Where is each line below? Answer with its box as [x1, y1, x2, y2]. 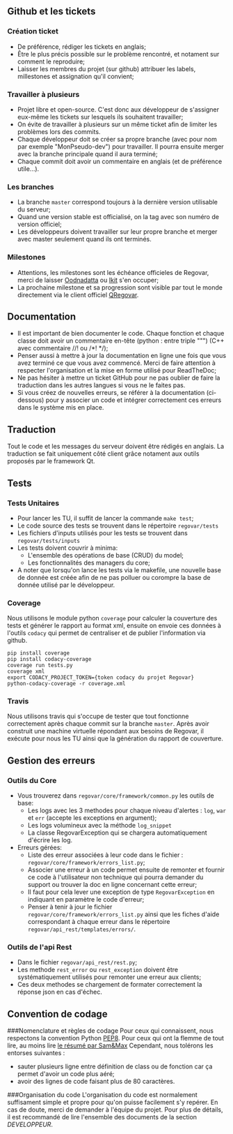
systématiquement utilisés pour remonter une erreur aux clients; [17, 973, 202, 981]
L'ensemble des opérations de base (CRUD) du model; [27, 551, 184, 559]
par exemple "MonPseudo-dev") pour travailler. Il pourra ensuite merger [17, 142, 224, 151]
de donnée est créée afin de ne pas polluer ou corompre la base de [17, 573, 211, 581]
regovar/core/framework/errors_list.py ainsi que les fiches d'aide [27, 910, 220, 918]
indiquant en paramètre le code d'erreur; [27, 895, 145, 904]
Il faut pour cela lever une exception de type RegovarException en [27, 888, 215, 896]
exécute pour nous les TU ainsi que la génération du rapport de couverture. [7, 734, 224, 743]
